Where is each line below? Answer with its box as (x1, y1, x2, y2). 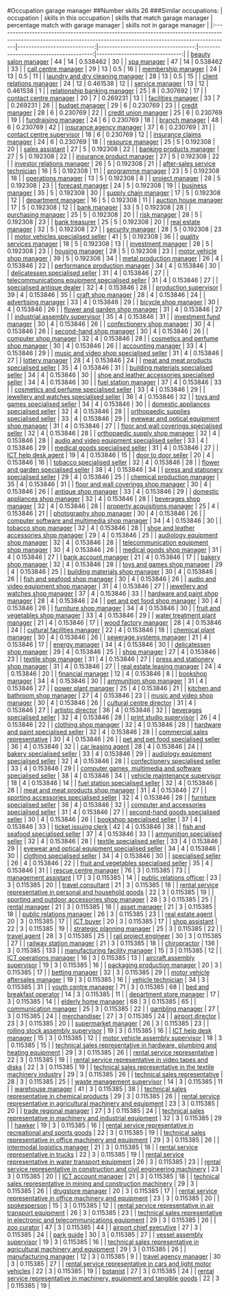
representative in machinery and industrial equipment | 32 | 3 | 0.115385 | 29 (7, 1114, 222, 1122)
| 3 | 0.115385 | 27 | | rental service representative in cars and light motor (7, 1260, 212, 1268)
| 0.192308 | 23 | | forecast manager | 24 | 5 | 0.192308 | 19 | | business (7, 182, 207, 189)
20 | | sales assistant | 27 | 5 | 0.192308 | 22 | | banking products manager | (7, 145, 220, 153)
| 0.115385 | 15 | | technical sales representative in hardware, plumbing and (7, 1041, 217, 1049)
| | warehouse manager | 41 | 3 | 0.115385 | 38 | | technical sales (7, 1085, 187, 1093)
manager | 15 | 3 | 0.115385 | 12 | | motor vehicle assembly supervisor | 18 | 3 (7, 1034, 222, 1042)
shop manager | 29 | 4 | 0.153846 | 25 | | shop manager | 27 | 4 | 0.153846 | (7, 648, 220, 656)
